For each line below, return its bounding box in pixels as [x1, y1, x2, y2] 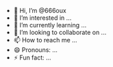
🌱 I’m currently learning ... [13, 21, 87, 29]
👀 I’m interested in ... [13, 14, 72, 22]
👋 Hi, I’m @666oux [13, 7, 66, 14]
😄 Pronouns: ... [13, 46, 58, 54]
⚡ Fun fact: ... [13, 53, 51, 62]
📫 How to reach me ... [13, 36, 77, 44]
